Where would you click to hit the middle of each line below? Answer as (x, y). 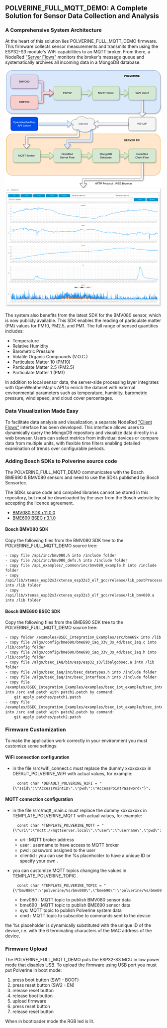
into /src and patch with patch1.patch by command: (60, 692)
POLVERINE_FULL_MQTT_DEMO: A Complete (76, 8)
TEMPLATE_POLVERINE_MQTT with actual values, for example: (77, 815)
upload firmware (29, 1001)
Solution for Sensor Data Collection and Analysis (82, 16)
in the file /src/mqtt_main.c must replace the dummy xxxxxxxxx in (80, 810)
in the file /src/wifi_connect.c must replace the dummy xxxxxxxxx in (82, 768)
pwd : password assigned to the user (58, 850)
